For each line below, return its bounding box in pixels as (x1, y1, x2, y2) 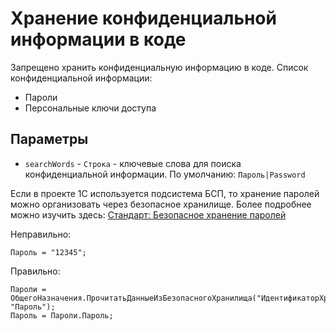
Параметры (10, 131, 89, 148)
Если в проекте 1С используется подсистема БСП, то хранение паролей (10, 187, 320, 199)
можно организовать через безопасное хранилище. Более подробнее (10, 198, 312, 210)
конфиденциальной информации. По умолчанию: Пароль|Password (24, 168, 306, 180)
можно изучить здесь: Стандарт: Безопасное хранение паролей (10, 208, 287, 221)
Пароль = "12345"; (10, 247, 87, 257)
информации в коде (10, 28, 187, 51)
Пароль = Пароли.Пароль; (10, 310, 114, 321)
